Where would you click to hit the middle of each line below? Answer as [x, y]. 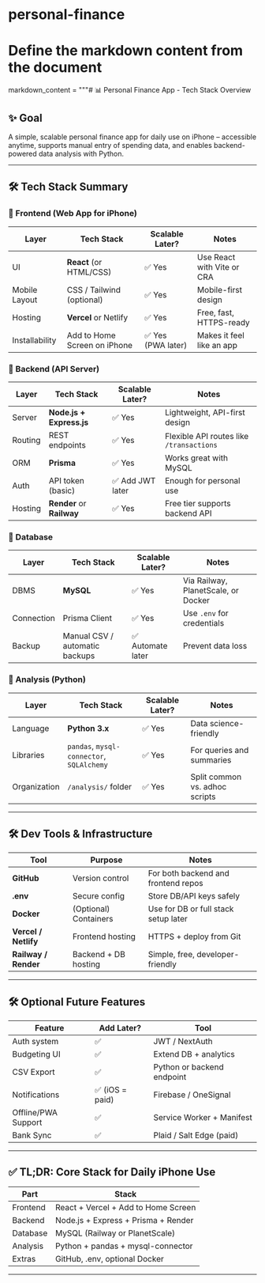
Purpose [106, 860]
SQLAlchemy [88, 765]
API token [67, 480]
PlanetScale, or [211, 591]
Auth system [35, 1042]
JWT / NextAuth [183, 1042]
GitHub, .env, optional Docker [109, 1258]
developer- [218, 955]
